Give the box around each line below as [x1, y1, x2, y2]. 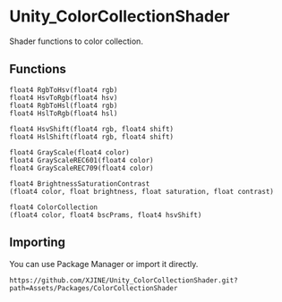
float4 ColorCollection [9, 203, 98, 212]
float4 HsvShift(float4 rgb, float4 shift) [9, 124, 175, 133]
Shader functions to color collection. [9, 36, 143, 46]
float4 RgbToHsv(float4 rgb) [9, 85, 118, 95]
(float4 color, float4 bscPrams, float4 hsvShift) [9, 210, 202, 220]
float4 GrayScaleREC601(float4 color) [9, 155, 154, 164]
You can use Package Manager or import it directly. [9, 258, 199, 269]
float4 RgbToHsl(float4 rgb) [9, 101, 118, 110]
